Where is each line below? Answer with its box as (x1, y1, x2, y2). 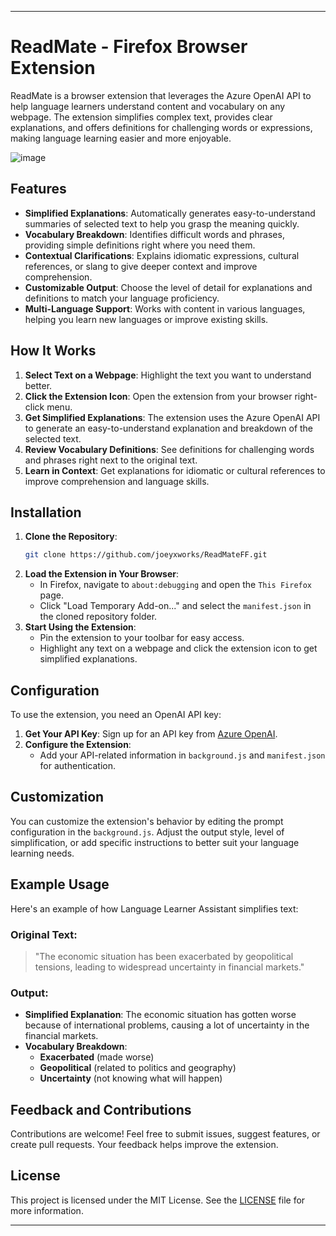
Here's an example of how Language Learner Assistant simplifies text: (10, 902, 299, 915)
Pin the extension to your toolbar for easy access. (39, 632, 245, 644)
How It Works (10, 342, 97, 360)
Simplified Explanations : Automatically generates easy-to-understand (24, 207, 316, 219)
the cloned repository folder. (39, 611, 158, 623)
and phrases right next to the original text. (24, 454, 198, 466)
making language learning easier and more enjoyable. (10, 132, 232, 144)
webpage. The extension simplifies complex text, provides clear (10, 111, 273, 123)
